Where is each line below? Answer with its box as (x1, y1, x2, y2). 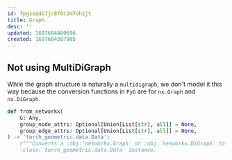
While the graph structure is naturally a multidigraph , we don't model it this (7, 80, 222, 88)
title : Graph (7, 17, 45, 24)
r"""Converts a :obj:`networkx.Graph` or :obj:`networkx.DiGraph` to (19, 140, 226, 148)
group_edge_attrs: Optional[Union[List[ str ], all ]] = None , (19, 127, 197, 134)
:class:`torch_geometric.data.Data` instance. (19, 147, 157, 154)
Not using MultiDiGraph (7, 62, 111, 73)
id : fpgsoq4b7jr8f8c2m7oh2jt (7, 10, 92, 17)
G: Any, (19, 114, 42, 121)
